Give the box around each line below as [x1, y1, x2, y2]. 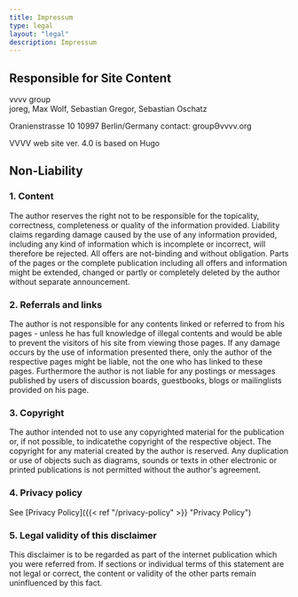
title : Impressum [9, 12, 74, 22]
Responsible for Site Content [9, 70, 171, 85]
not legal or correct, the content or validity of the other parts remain [9, 568, 257, 578]
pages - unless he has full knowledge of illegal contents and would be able [9, 328, 283, 339]
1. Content [9, 190, 54, 202]
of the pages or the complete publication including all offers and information [9, 257, 287, 268]
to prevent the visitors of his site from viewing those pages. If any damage [9, 338, 281, 349]
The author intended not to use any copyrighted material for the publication [9, 427, 285, 437]
